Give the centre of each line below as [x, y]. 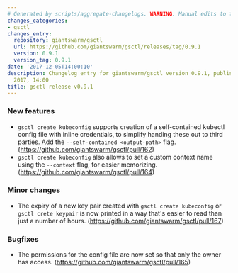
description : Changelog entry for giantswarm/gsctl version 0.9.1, [109, 73]
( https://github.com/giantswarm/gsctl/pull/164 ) [86, 172]
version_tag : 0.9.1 [42, 60]
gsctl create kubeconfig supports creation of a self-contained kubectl [121, 127]
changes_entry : [30, 34]
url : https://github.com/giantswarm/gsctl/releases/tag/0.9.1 [107, 47]
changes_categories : [38, 21]
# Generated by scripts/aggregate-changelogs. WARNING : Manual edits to [117, 14]
